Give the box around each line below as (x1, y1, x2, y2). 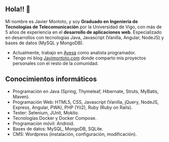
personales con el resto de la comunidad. (12, 60, 99, 66)
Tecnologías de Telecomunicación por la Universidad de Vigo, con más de (5, 24, 162, 30)
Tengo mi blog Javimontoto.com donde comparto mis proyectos (12, 55, 146, 61)
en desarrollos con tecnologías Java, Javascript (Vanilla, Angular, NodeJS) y (5, 34, 164, 40)
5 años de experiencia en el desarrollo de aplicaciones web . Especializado (5, 29, 162, 35)
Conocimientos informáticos (5, 75, 97, 84)
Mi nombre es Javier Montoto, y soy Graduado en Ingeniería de (5, 18, 138, 24)
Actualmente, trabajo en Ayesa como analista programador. (12, 49, 136, 55)
